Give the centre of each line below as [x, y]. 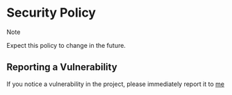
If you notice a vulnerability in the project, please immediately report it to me [116, 84]
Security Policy [51, 13]
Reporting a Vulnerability [62, 67]
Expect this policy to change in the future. [66, 45]
